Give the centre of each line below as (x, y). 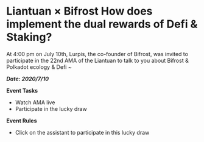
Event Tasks (22, 90)
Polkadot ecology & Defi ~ (39, 67)
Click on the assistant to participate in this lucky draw (82, 132)
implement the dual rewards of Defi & (102, 24)
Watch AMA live (35, 102)
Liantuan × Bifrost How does (79, 11)
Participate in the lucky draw (51, 108)
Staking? (29, 37)
